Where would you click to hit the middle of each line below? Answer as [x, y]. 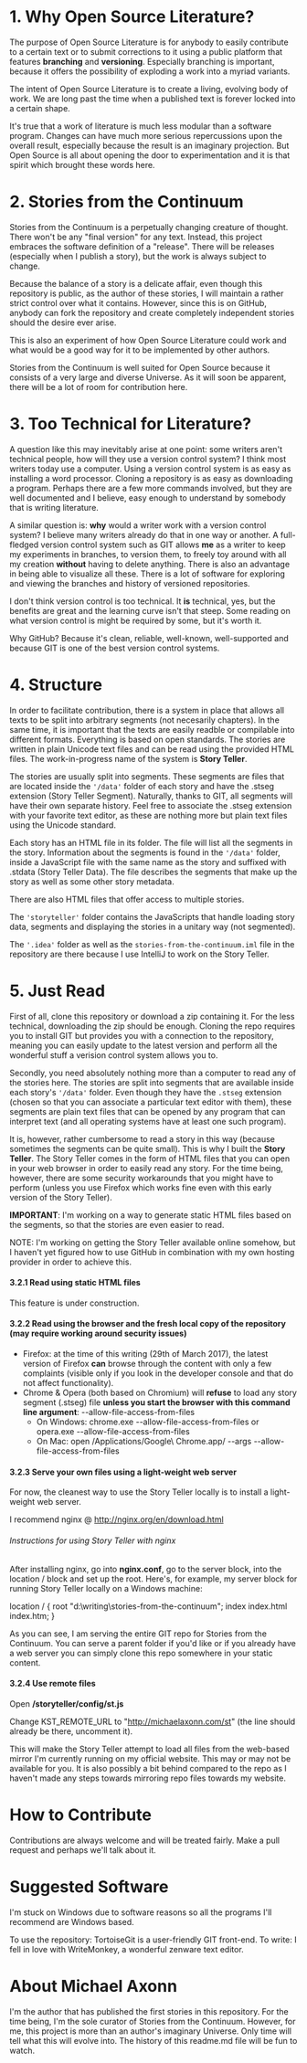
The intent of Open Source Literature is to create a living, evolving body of [149, 89]
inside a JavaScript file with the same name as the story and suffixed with [148, 862]
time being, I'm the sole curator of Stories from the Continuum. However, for [153, 2021]
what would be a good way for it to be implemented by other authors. [140, 350]
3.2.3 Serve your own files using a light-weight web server [123, 1472]
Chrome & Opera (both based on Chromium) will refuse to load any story [159, 1393]
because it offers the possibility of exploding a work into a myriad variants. [150, 71]
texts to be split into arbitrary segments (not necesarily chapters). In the [145, 720]
